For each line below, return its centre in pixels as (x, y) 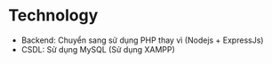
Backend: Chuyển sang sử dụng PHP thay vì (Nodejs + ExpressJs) (142, 40)
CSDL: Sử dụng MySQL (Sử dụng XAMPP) (98, 49)
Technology (53, 16)
